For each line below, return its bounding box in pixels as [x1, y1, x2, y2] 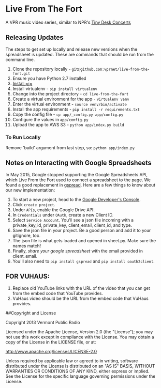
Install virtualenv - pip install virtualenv [12, 86, 98, 92]
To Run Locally [5, 134, 41, 140]
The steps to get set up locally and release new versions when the [5, 46, 138, 52]
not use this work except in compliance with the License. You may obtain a [5, 334, 154, 340]
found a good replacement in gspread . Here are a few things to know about [5, 182, 156, 187]
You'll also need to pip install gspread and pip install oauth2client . [12, 258, 155, 264]
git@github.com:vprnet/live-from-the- [72, 67, 150, 72]
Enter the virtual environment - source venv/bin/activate [12, 101, 127, 107]
